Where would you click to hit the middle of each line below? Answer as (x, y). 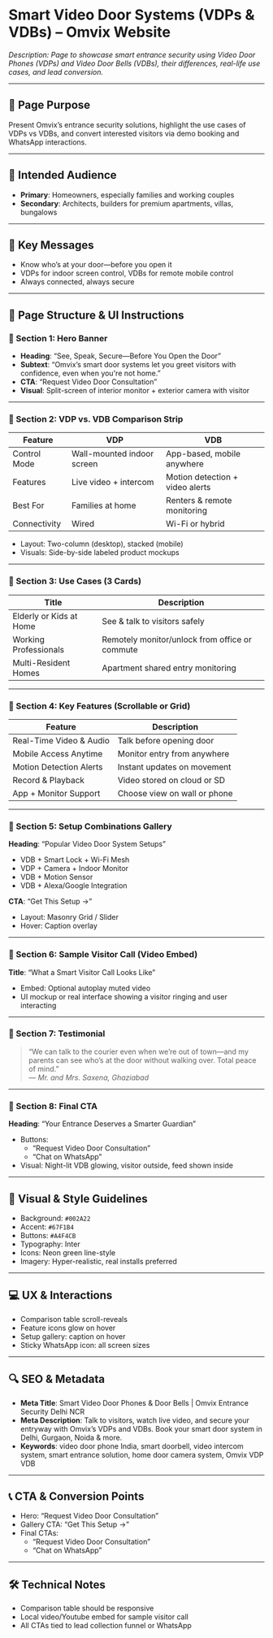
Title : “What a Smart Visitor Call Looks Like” (82, 972)
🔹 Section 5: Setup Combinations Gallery (90, 826)
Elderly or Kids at (45, 616)
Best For (28, 505)
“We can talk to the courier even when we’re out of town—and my (139, 1051)
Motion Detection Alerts (58, 767)
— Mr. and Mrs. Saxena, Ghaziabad (88, 1077)
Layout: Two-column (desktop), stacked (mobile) (102, 544)
